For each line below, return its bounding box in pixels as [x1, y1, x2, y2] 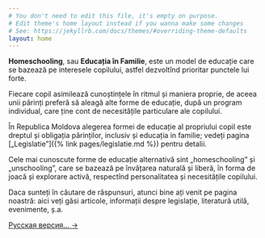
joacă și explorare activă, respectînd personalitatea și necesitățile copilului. [8, 172, 259, 182]
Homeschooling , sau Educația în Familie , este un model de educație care [8, 56, 254, 66]
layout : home [8, 34, 53, 43]
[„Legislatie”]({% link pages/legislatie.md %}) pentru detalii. [8, 139, 208, 149]
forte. [8, 73, 27, 83]
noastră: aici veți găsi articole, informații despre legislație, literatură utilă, [8, 196, 250, 206]
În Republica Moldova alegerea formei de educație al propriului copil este [8, 122, 252, 132]
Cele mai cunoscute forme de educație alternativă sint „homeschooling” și [8, 155, 256, 165]
